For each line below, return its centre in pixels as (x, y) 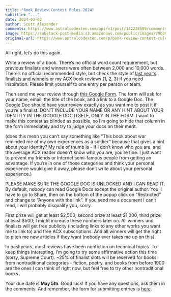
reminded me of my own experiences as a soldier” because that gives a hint (85, 141)
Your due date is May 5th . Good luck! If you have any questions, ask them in (85, 283)
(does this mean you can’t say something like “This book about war (76, 136)
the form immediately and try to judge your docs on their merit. (71, 126)
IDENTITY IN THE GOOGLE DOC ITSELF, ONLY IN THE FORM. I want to (80, 115)
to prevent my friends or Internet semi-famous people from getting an (78, 157)
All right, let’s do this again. (34, 53)
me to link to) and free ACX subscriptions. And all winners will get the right (83, 231)
